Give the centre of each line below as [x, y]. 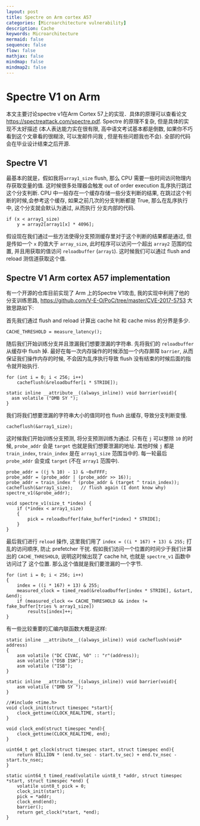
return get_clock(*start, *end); [58, 812]
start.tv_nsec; [25, 760]
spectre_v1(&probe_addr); [38, 493]
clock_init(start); [41, 791]
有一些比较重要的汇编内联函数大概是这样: [57, 628]
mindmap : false [25, 61]
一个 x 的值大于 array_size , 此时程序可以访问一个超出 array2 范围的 [104, 244]
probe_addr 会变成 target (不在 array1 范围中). [63, 461]
